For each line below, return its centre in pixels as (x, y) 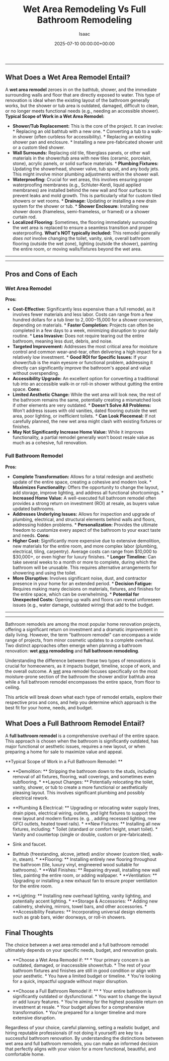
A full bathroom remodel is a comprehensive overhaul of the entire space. (82, 736)
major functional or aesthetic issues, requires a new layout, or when (75, 746)
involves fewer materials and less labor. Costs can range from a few (83, 314)
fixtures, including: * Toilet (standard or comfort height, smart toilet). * (85, 829)
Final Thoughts (29, 932)
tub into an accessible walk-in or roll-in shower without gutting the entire (88, 384)
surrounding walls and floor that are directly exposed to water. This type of (83, 95)
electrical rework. (30, 798)
